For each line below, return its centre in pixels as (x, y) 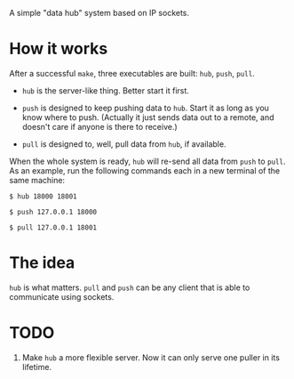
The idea (42, 263)
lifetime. (36, 367)
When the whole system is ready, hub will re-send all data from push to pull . (147, 161)
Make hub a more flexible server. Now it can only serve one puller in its (151, 357)
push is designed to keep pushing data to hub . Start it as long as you (145, 108)
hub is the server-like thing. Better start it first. (105, 90)
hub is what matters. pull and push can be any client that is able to (130, 287)
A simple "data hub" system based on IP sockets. (99, 13)
